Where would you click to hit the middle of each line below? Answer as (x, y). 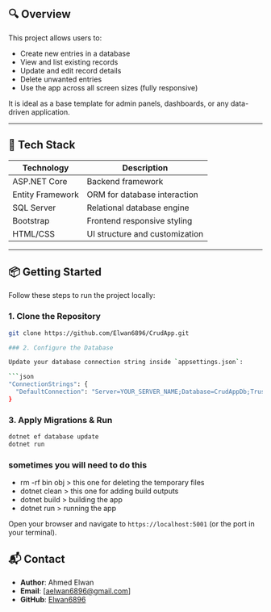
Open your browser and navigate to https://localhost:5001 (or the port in (132, 524)
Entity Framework (46, 195)
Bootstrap (31, 220)
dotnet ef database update (54, 437)
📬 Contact (37, 559)
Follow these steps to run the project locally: (82, 296)
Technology (46, 167)
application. (50, 111)
